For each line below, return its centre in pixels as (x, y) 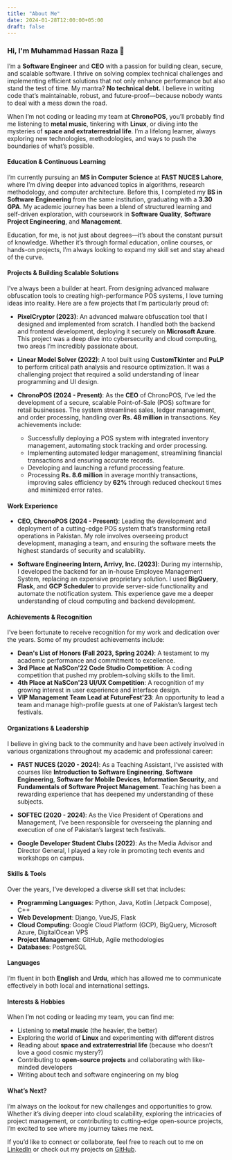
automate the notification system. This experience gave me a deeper (115, 594)
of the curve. (26, 257)
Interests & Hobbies (36, 1002)
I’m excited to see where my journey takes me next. (81, 1128)
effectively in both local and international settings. (78, 986)
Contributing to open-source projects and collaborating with (104, 1060)
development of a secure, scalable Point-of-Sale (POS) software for (114, 403)
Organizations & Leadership (48, 728)
